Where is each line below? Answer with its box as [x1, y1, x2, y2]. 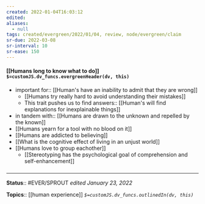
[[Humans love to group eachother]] [15, 144, 106, 152]
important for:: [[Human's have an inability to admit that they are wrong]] [15, 86, 198, 93]
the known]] [15, 118, 46, 125]
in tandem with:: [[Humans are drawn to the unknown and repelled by [15, 112, 190, 119]
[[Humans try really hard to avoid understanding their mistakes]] [24, 93, 186, 100]
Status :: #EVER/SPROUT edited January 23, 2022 [6, 179, 133, 186]
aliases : [6, 20, 29, 26]
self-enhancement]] [24, 157, 75, 164]
